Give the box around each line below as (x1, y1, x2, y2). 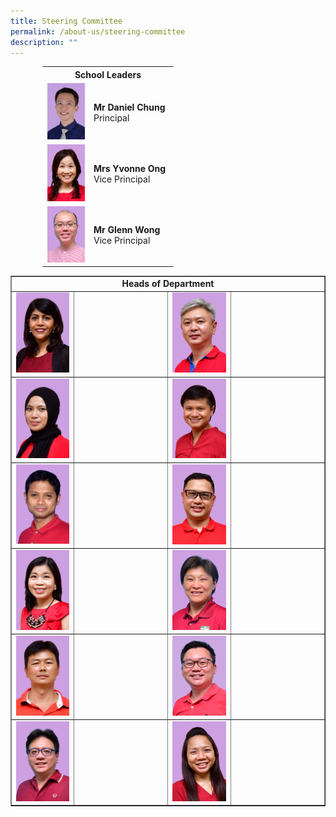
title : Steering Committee (10, 16, 123, 26)
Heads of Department (121, 278, 215, 290)
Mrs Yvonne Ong (93, 162, 167, 174)
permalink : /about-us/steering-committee (10, 26, 186, 37)
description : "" (10, 37, 78, 47)
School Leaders (74, 68, 142, 80)
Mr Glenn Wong (93, 224, 161, 236)
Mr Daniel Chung (93, 101, 166, 113)
